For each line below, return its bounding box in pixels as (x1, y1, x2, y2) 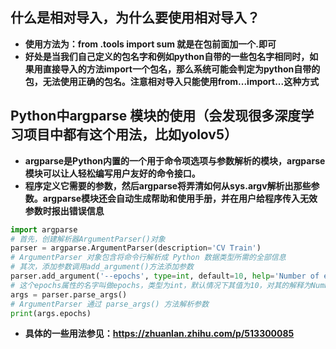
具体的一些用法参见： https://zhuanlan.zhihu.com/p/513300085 (24, 328, 295, 340)
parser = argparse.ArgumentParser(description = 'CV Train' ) (10, 243, 262, 253)
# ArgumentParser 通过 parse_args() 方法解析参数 (10, 299, 210, 309)
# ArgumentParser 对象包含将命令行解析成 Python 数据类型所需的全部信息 (10, 253, 287, 263)
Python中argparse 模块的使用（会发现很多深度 (10, 108, 302, 125)
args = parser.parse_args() (10, 289, 128, 300)
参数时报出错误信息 (24, 204, 105, 217)
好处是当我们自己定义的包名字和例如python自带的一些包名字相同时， (24, 50, 310, 62)
